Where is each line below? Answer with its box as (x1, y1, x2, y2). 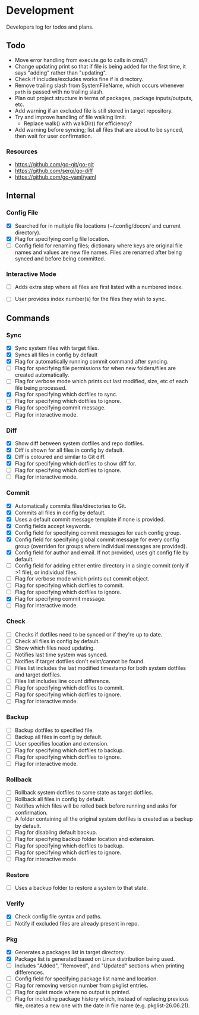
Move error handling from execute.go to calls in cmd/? (14, 56, 148, 63)
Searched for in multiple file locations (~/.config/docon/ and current (14, 222, 181, 229)
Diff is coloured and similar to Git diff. (14, 454, 106, 461)
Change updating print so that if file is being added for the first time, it (14, 63, 186, 70)
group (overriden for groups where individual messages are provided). (14, 542, 187, 550)
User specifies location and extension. (14, 740, 109, 747)
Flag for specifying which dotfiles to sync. (14, 391, 118, 398)
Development (6, 4, 74, 17)
